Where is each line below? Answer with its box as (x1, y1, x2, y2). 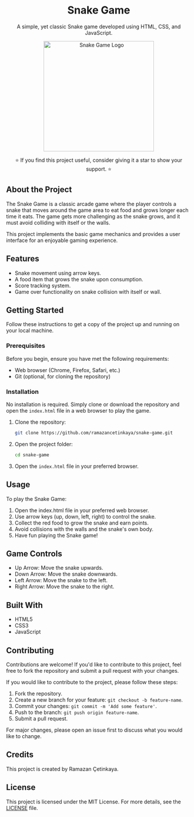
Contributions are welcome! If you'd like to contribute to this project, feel (6, 660, 182, 668)
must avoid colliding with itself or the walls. (6, 219, 111, 226)
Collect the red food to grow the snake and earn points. (14, 519, 149, 526)
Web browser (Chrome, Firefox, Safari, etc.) (14, 366, 121, 374)
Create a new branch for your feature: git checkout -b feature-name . (14, 696, 183, 703)
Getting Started (6, 305, 64, 315)
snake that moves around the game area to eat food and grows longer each (6, 207, 189, 214)
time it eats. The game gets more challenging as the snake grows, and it (6, 212, 180, 220)
